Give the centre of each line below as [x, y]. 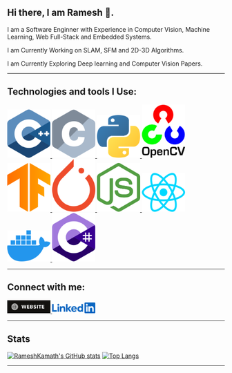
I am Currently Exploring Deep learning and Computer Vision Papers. [105, 64]
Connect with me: [46, 287]
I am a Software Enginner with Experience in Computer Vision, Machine [109, 29]
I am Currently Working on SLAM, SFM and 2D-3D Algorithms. [96, 50]
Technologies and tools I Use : [72, 92]
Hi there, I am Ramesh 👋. [60, 13]
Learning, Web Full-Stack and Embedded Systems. [79, 37]
